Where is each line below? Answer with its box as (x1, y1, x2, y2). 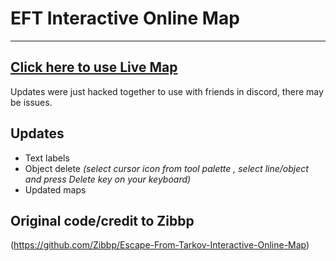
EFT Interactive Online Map (10, 7, 240, 30)
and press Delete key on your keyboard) (24, 173, 192, 185)
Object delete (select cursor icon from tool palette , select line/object (24, 162, 309, 174)
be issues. (10, 96, 53, 108)
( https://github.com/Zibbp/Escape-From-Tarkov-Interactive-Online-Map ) (10, 239, 310, 251)
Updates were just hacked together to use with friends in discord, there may (10, 85, 324, 97)
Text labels (24, 152, 70, 164)
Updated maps (24, 183, 87, 196)
